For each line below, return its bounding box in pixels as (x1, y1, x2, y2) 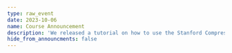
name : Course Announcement (7, 23, 85, 30)
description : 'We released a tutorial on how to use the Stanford (7, 29, 202, 36)
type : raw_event (7, 10, 54, 17)
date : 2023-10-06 (7, 17, 57, 23)
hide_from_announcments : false (7, 36, 97, 43)
